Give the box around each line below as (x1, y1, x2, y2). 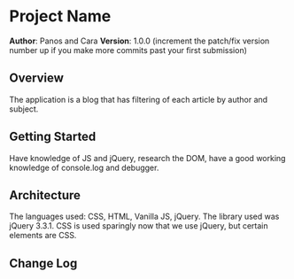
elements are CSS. (9, 230, 77, 241)
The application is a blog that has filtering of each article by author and (9, 94, 268, 105)
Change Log (9, 255, 78, 271)
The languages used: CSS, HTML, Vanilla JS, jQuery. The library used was (9, 211, 280, 222)
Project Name (9, 6, 112, 27)
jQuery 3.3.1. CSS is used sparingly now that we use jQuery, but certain (9, 221, 268, 231)
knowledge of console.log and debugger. (9, 162, 159, 173)
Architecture (9, 188, 81, 203)
